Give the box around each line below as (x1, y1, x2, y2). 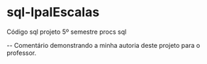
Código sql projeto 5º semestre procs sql (6, 27, 127, 36)
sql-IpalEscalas (6, 4, 100, 20)
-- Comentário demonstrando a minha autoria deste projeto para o (6, 41, 201, 49)
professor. (6, 49, 37, 57)
